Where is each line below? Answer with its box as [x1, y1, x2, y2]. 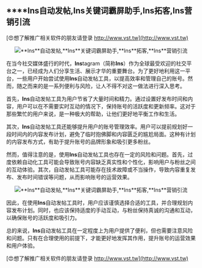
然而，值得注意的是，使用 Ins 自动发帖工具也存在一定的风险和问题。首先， [6, 151, 188, 158]
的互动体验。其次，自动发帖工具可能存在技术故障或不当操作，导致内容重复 [6, 166, 191, 173]
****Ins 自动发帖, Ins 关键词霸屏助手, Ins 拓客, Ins [6, 5, 185, 16]
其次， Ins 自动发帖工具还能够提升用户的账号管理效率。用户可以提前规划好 [6, 123, 188, 130]
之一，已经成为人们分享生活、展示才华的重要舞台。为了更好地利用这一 [11, 67, 185, 74]
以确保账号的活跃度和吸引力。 [6, 214, 80, 221]
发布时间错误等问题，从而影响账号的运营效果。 [16, 173, 133, 181]
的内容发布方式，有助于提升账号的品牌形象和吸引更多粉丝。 [6, 138, 154, 145]
